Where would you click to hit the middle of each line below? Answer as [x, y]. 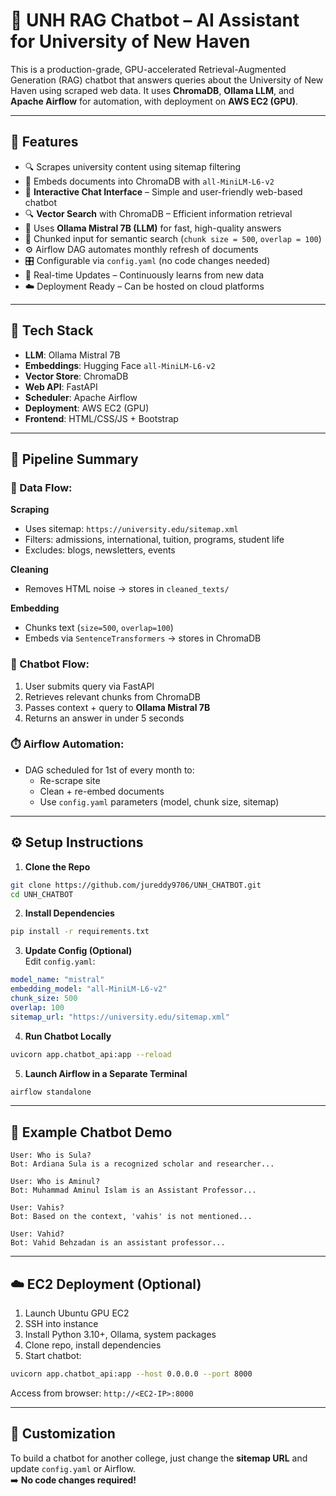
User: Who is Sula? [51, 1155]
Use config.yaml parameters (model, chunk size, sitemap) [159, 801]
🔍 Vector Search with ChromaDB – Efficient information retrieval [158, 213]
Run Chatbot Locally [68, 1036]
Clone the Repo [57, 866]
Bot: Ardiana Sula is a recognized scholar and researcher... [142, 1164]
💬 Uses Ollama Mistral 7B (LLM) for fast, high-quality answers [153, 228]
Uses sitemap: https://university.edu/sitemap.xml [131, 529]
